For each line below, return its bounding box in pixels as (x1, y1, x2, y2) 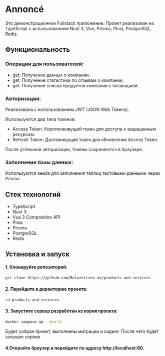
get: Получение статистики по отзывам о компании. (12, 77, 124, 83)
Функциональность (5, 45, 70, 54)
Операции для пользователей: (5, 60, 84, 67)
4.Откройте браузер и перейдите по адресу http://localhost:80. (5, 345, 144, 351)
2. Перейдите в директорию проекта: (5, 286, 87, 292)
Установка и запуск (5, 250, 70, 259)
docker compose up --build (5, 319, 61, 324)
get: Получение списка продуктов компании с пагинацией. (12, 82, 139, 88)
